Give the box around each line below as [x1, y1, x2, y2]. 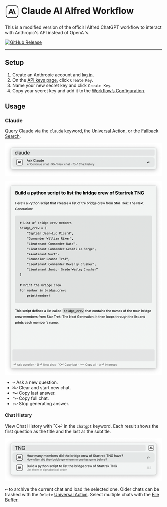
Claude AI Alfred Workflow [21, 5, 134, 17]
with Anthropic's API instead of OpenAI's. [5, 29, 90, 35]
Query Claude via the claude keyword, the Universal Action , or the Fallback [5, 128, 159, 134]
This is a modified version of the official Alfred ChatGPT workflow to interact [5, 24, 162, 30]
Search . [5, 133, 21, 139]
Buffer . [5, 497, 19, 503]
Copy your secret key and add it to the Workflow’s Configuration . [12, 87, 146, 94]
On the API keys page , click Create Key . [12, 77, 93, 83]
